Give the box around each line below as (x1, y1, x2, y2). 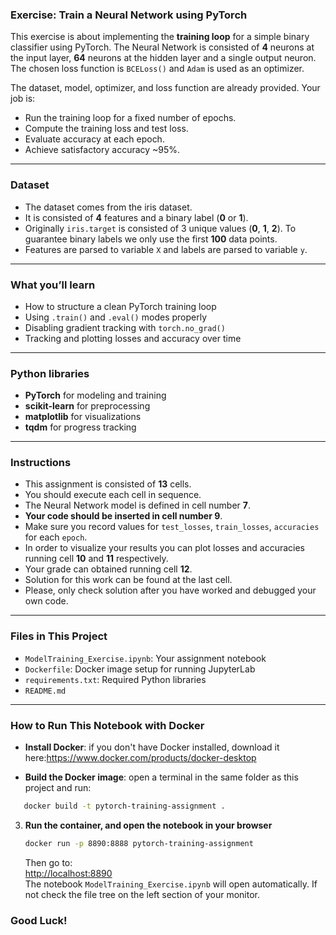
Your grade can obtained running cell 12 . (24, 563, 193, 575)
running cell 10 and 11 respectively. (24, 553, 169, 565)
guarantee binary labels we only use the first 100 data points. (24, 233, 278, 245)
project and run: (24, 782, 92, 794)
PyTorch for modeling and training (24, 389, 167, 402)
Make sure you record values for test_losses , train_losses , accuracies (24, 521, 320, 533)
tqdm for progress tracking (24, 421, 137, 433)
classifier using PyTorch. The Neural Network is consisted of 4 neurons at (10, 41, 315, 53)
